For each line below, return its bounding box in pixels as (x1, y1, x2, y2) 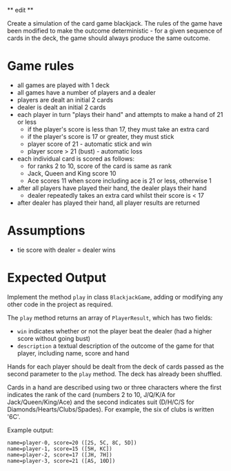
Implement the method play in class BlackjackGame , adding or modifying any (7, 293, 223, 301)
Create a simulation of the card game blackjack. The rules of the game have (7, 19, 223, 27)
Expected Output (7, 270, 107, 286)
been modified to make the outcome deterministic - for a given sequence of (7, 27, 223, 35)
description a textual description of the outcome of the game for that (17, 342, 214, 350)
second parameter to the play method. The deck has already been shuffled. (7, 369, 223, 378)
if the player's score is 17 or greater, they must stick (27, 132, 174, 140)
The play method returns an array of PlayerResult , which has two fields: (7, 313, 213, 322)
